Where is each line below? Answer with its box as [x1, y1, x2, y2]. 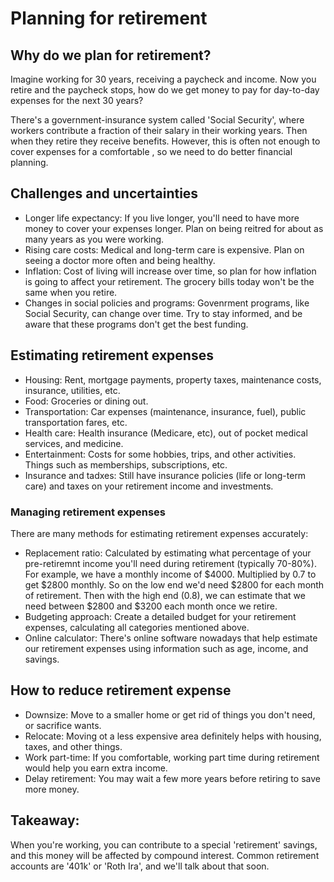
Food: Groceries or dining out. [24, 395, 149, 407]
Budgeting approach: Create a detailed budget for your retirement [24, 610, 297, 622]
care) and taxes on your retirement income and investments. [24, 480, 274, 492]
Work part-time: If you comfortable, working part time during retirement [24, 751, 320, 763]
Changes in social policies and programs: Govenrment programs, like [24, 297, 310, 309]
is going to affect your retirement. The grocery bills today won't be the [24, 275, 315, 287]
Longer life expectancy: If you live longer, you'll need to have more [24, 212, 300, 224]
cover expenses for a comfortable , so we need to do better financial [10, 146, 293, 157]
